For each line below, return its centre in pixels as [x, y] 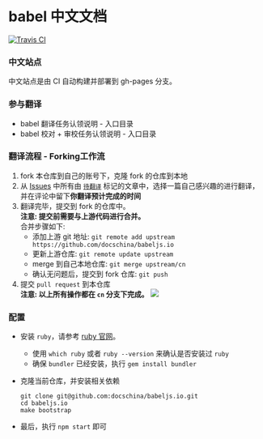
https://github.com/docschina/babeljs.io [103, 245]
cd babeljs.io [44, 403]
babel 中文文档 [58, 17]
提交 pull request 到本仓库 [65, 283]
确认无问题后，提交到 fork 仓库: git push [100, 274]
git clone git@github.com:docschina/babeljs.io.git [109, 396]
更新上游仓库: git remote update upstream [103, 254]
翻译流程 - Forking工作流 [57, 156]
